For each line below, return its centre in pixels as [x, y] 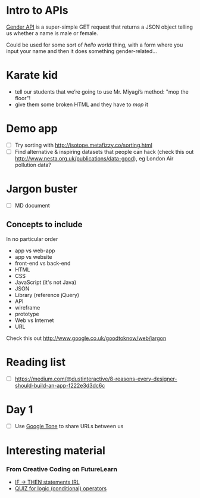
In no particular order [32, 239]
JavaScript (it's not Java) [46, 282]
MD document [32, 205]
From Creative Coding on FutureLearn [62, 469]
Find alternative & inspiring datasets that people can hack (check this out [104, 151]
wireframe [27, 307]
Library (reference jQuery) [47, 295]
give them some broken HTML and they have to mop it [82, 104]
